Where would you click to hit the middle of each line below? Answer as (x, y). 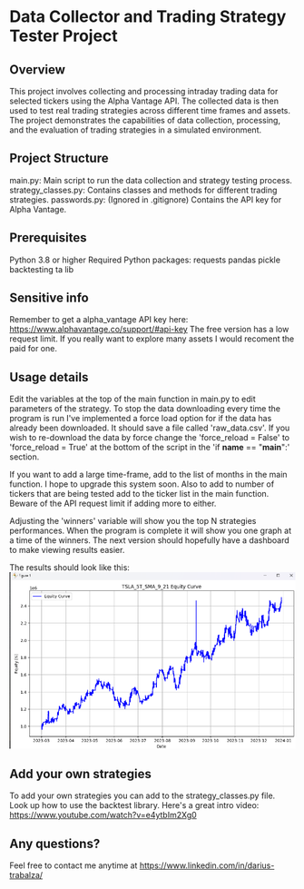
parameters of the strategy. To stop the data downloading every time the (145, 409)
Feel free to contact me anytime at (74, 865)
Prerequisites (48, 238)
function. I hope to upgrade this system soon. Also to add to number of (142, 484)
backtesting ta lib (42, 269)
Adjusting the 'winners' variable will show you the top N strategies (133, 521)
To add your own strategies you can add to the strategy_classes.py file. (142, 795)
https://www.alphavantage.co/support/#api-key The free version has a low (149, 330)
